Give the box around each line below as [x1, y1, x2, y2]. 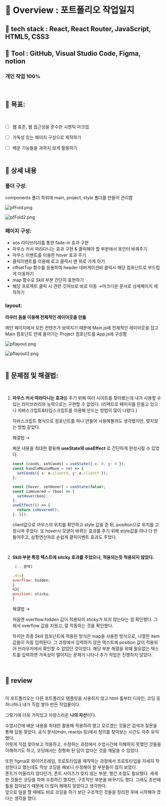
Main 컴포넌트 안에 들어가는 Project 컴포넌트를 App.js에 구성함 [5, 331, 127, 337]
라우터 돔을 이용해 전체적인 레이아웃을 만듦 [5, 314, 87, 320]
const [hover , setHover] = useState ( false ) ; [12, 484, 106, 489]
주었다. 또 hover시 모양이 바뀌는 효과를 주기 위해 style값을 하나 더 [25, 528, 153, 534]
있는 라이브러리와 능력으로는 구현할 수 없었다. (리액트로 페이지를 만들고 [12, 401, 149, 407]
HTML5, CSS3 [5, 32, 50, 41]
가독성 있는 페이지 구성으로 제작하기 [12, 135, 82, 141]
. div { [12, 573, 24, 578]
